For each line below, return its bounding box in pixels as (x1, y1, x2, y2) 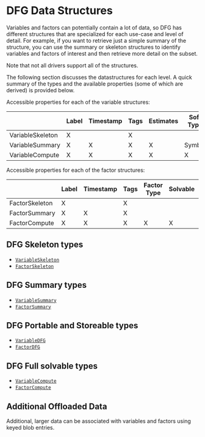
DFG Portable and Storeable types (6, 320, 138, 331)
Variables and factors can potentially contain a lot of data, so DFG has (6, 24, 182, 31)
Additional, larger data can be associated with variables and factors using (6, 417, 191, 425)
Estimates (148, 117, 179, 125)
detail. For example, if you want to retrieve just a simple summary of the (6, 37, 187, 44)
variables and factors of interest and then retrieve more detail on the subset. (6, 50, 198, 57)
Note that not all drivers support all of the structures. (6, 62, 138, 69)
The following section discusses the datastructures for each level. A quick (6, 73, 192, 81)
